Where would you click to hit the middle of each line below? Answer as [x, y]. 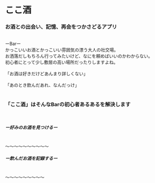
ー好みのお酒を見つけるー [31, 128]
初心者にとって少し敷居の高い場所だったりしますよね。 [62, 62]
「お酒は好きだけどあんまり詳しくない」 [46, 74]
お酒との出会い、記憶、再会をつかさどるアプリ [61, 27]
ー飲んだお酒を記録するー [31, 158]
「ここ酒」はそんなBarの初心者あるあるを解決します [68, 104]
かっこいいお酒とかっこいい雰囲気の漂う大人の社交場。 [62, 50]
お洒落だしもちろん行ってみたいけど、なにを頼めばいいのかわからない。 [79, 56]
